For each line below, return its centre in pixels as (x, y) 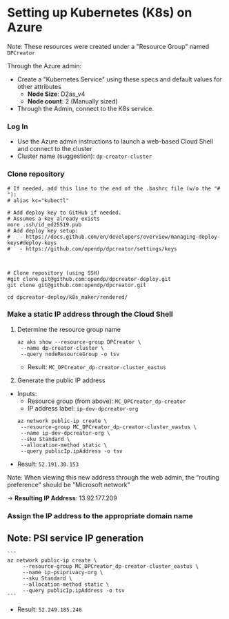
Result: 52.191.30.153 (48, 464)
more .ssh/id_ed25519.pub (44, 225)
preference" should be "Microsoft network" (69, 484)
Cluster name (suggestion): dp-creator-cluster (84, 156)
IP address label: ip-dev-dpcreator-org (83, 408)
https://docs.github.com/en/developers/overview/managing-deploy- (123, 237)
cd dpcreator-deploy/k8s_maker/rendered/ (68, 297)
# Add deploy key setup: (43, 230)
